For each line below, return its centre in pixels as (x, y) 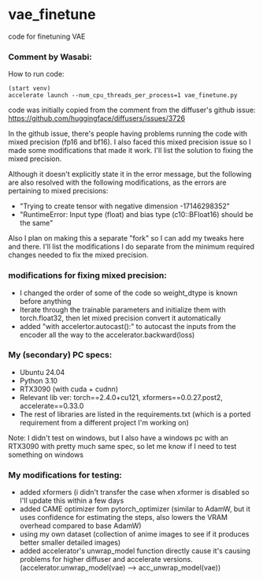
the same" (36, 223)
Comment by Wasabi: (50, 57)
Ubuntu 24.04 (42, 372)
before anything (45, 301)
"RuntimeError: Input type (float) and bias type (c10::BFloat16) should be (136, 215)
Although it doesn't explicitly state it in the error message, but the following (130, 174)
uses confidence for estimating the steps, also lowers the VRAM (124, 518)
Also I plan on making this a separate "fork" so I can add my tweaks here (126, 238)
